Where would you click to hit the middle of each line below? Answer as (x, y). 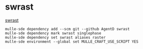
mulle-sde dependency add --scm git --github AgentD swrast (68, 29)
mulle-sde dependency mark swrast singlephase (53, 33)
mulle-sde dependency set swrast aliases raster (55, 37)
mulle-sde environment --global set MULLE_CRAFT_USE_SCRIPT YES (72, 42)
